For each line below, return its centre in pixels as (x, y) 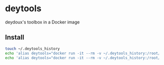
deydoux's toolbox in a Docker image (42, 22)
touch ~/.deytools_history (32, 49)
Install (15, 37)
